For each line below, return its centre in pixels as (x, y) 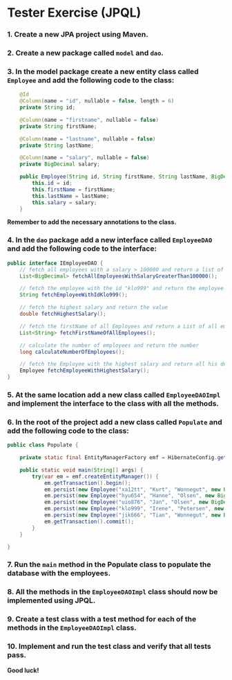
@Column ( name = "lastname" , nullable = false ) (88, 139)
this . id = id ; (52, 184)
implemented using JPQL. (51, 600)
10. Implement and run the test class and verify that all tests (109, 647)
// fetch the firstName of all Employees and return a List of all (118, 326)
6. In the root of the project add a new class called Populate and (115, 422)
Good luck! (23, 670)
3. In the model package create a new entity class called (103, 71)
